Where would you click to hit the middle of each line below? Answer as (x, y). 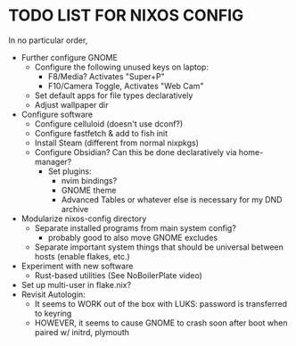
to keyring (53, 313)
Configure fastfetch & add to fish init (101, 133)
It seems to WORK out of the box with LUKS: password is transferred (160, 303)
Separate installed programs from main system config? (136, 227)
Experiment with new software (77, 266)
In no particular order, (48, 40)
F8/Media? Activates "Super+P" (107, 76)
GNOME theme (89, 190)
